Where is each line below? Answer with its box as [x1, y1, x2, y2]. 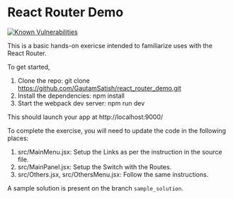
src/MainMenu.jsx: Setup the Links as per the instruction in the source [17, 147, 222, 156]
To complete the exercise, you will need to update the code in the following [7, 126, 227, 135]
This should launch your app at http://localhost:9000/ [7, 113, 164, 121]
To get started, [7, 62, 51, 71]
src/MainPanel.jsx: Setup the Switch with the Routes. [17, 162, 172, 171]
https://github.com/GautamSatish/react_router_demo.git [17, 84, 182, 92]
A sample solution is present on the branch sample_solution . [7, 183, 184, 192]
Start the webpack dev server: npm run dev [17, 98, 145, 107]
